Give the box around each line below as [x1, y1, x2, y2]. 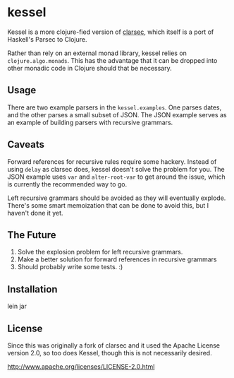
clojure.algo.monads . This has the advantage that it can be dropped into [7, 56, 218, 64]
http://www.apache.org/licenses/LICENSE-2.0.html [7, 362, 155, 371]
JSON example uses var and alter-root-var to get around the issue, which [7, 172, 226, 181]
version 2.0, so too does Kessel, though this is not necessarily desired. [7, 349, 213, 357]
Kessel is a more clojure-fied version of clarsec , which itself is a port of [7, 28, 214, 36]
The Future [7, 229, 56, 241]
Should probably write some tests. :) [17, 263, 123, 271]
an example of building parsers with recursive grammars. [7, 118, 173, 126]
